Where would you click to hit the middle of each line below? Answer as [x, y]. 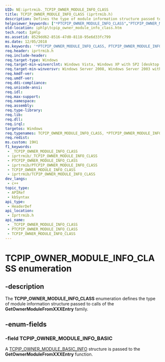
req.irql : [15, 124]
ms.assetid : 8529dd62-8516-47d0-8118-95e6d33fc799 [58, 37]
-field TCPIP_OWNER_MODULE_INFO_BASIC [59, 338]
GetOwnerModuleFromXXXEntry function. [49, 354]
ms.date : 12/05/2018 [26, 42]
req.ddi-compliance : [26, 83]
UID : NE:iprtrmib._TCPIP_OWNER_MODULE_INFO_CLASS [57, 10]
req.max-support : [23, 96]
